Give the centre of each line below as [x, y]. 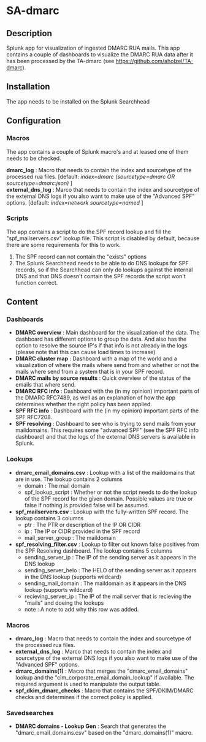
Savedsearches [30, 713]
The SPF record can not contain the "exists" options [81, 256]
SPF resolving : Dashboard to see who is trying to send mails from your [105, 424]
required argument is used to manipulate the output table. [88, 684]
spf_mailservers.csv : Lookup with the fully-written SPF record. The [102, 512]
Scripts [17, 218]
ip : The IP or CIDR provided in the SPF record [82, 531]
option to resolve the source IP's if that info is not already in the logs [101, 346]
